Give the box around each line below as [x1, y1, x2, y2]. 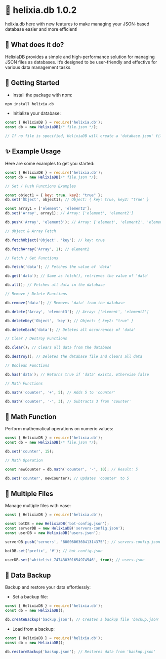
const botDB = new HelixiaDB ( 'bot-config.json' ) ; [5, 521, 110, 527]
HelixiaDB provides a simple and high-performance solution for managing [5, 54, 155, 60]
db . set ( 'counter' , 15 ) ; [5, 449, 54, 454]
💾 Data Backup [5, 571, 51, 580]
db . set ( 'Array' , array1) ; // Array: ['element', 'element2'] [5, 211, 134, 216]
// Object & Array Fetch [5, 228, 56, 234]
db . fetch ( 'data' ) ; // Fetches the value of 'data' [5, 264, 112, 269]
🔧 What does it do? [5, 41, 64, 49]
